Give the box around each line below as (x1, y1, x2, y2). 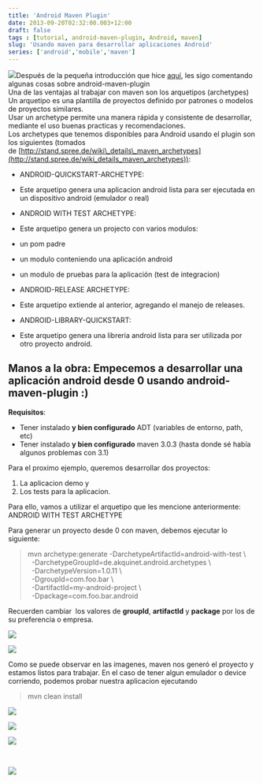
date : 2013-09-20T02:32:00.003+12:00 (8, 19, 132, 27)
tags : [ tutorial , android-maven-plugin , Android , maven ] (8, 33, 202, 42)
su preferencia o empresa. (8, 614, 94, 624)
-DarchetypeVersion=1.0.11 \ (31, 566, 122, 575)
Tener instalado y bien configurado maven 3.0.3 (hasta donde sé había (19, 439, 251, 449)
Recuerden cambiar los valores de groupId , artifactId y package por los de (8, 606, 255, 615)
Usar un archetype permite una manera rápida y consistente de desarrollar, (8, 113, 252, 122)
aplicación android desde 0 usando (8, 374, 185, 388)
